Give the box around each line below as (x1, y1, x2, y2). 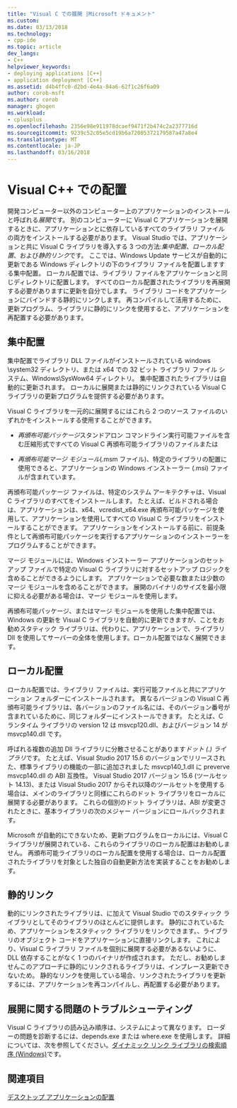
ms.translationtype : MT (7, 136, 78, 143)
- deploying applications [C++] (7, 70, 103, 77)
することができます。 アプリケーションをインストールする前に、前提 (19, 523, 219, 531)
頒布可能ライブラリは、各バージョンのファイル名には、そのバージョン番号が (7, 702, 231, 711)
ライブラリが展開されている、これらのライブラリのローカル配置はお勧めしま (7, 840, 231, 848)
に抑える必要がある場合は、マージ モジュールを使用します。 (7, 591, 182, 600)
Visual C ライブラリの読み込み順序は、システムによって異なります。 (7, 1023, 206, 1032)
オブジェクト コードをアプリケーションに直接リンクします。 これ (19, 935, 209, 945)
